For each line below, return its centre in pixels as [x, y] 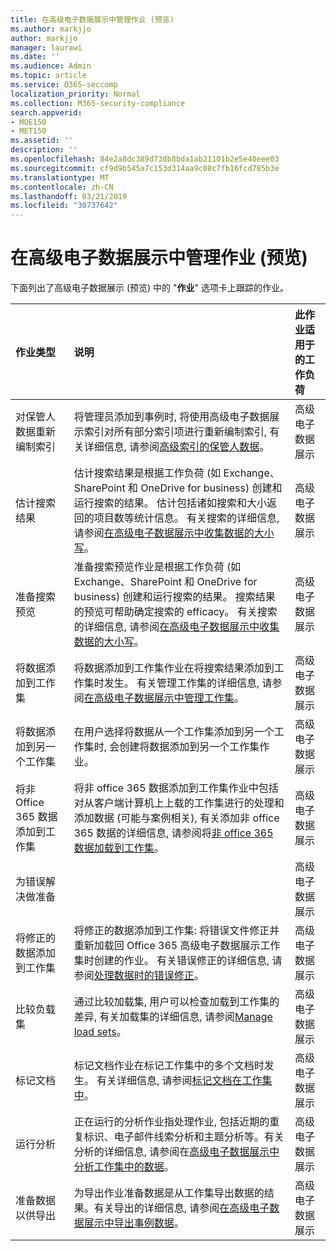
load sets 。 [100, 1032]
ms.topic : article [48, 76]
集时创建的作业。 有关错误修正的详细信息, [171, 961]
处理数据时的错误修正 [144, 976]
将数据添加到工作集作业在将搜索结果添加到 [174, 668]
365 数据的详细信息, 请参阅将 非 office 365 [173, 833]
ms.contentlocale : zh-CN [62, 187]
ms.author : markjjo [51, 29]
